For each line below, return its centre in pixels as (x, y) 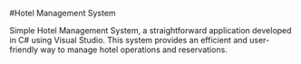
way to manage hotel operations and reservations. (134, 50)
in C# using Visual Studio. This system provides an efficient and (128, 40)
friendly (24, 50)
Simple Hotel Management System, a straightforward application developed (150, 30)
